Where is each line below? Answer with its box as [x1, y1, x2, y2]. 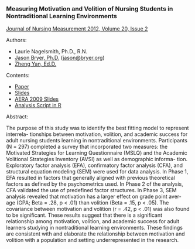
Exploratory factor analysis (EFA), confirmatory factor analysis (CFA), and [6, 162, 183, 169]
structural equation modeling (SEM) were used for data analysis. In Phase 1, [6, 168, 189, 175]
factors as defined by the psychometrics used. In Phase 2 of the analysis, [6, 180, 183, 187]
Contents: [6, 72, 30, 79]
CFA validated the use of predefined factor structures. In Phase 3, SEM [6, 187, 177, 194]
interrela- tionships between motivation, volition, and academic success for [6, 131, 188, 138]
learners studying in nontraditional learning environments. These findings [6, 224, 183, 231]
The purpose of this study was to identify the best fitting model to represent [6, 125, 189, 132]
